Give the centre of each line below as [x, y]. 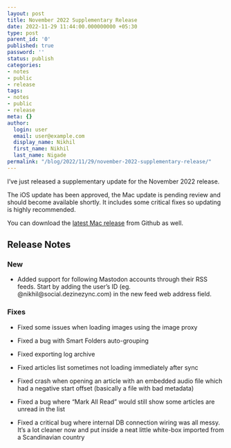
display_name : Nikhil [45, 143]
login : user [31, 129]
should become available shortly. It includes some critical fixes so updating [114, 202]
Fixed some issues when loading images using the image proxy [107, 327]
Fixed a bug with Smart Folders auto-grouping [83, 341]
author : [18, 123]
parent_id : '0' [29, 39]
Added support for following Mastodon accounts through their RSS [112, 279]
